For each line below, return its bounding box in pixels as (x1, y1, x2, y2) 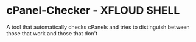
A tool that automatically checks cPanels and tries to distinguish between (6, 23, 190, 31)
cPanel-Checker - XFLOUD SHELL (6, 4, 180, 17)
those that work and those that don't (6, 29, 98, 37)
